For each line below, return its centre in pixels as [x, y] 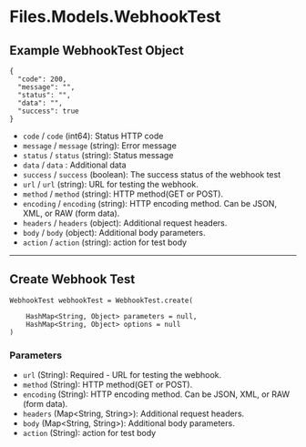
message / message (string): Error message [100, 146]
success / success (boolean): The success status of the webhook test [151, 174]
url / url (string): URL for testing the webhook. [110, 184]
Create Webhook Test [72, 279]
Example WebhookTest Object [97, 51]
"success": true [48, 111]
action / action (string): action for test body [105, 242]
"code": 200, [42, 79]
